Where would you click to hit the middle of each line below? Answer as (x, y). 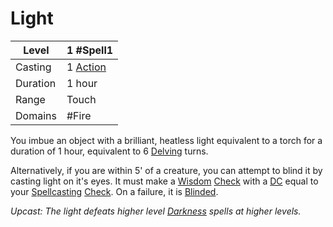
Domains (36, 115)
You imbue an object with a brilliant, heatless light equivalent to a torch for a (166, 140)
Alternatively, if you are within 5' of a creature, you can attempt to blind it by (166, 170)
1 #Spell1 (90, 50)
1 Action (86, 67)
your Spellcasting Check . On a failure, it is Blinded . (114, 191)
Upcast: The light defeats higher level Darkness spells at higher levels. (156, 211)
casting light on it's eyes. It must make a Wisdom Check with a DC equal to (164, 181)
